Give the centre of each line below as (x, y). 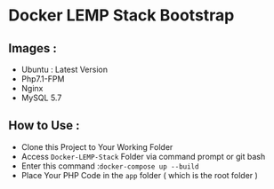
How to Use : (44, 126)
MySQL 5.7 (41, 98)
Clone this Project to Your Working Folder (97, 146)
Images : (32, 48)
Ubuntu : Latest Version (64, 69)
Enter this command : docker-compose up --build (110, 166)
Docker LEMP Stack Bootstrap (121, 16)
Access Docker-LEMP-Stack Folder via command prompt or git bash (143, 156)
